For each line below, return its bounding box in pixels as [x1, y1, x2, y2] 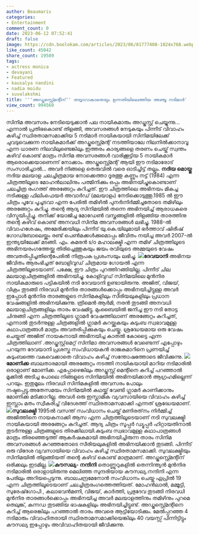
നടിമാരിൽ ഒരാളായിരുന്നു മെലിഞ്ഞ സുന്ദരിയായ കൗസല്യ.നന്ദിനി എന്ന [6, 468, 179, 475]
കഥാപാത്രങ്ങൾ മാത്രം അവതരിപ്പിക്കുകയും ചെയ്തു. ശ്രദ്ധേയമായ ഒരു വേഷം [6, 325, 183, 333]
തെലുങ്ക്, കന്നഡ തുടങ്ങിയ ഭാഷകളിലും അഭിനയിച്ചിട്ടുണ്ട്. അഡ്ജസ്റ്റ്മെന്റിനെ [6, 501, 184, 508]
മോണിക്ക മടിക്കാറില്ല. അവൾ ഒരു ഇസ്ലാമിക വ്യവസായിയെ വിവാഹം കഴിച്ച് [6, 393, 185, 400]
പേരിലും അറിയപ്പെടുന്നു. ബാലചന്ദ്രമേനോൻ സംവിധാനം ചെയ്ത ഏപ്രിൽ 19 [6, 474, 182, 481]
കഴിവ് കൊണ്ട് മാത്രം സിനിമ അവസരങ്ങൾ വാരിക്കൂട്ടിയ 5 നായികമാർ [6, 152, 173, 159]
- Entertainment [6, 20, 46, 25]
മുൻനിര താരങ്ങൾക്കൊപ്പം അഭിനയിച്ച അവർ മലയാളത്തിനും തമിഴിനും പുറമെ [6, 494, 190, 501]
